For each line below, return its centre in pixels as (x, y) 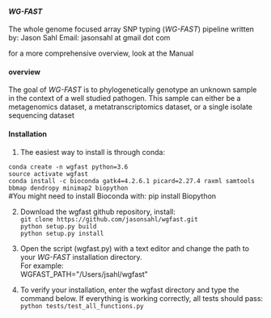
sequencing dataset (42, 115)
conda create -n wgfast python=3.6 (68, 167)
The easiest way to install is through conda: (93, 152)
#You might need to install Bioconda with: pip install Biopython (112, 196)
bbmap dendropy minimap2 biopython (68, 188)
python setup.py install (62, 233)
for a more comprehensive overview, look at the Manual (101, 53)
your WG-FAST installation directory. (81, 257)
